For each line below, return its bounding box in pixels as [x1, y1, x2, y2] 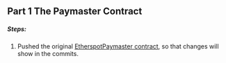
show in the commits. [17, 50, 79, 58]
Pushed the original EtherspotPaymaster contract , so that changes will [17, 42, 219, 51]
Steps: [7, 24, 26, 33]
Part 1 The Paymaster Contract [7, 6, 143, 17]
